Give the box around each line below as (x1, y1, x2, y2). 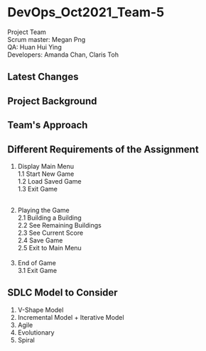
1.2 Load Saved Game (17, 177, 82, 185)
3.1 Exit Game (17, 266, 58, 274)
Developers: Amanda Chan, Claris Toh (7, 50, 119, 59)
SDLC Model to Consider (7, 286, 119, 299)
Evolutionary (17, 328, 55, 337)
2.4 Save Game (17, 235, 63, 245)
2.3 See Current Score (17, 228, 84, 237)
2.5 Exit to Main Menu (17, 243, 82, 252)
